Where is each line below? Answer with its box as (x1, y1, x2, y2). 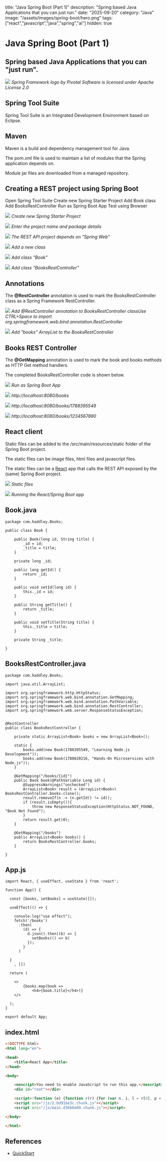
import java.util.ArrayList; (5, 682, 66, 687)
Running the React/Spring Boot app (11, 491, 84, 497)
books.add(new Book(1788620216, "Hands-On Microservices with (23, 756, 155, 761)
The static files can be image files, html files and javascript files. (5, 456, 137, 462)
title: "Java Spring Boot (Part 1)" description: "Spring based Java (5, 4, 137, 10)
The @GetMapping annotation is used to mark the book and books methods (5, 357, 162, 363)
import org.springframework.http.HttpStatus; (5, 690, 101, 695)
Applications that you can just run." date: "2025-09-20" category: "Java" (5, 9, 154, 15)
